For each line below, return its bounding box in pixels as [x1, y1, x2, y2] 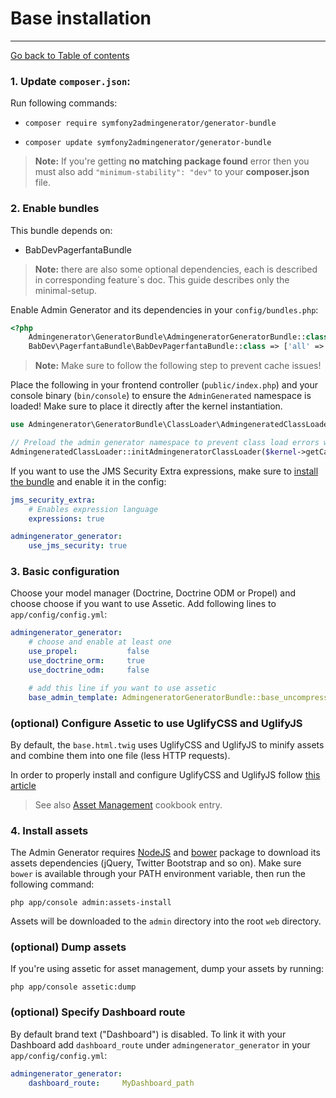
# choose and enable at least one [28, 637, 172, 647]
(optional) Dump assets [10, 940, 127, 954]
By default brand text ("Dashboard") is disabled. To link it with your [10, 1028, 287, 1040]
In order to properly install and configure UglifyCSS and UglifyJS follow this [10, 768, 321, 781]
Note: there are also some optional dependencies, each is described [34, 263, 318, 275]
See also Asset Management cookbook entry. [34, 798, 223, 811]
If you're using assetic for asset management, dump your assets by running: [10, 963, 325, 975]
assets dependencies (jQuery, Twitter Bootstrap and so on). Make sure [10, 857, 302, 869]
